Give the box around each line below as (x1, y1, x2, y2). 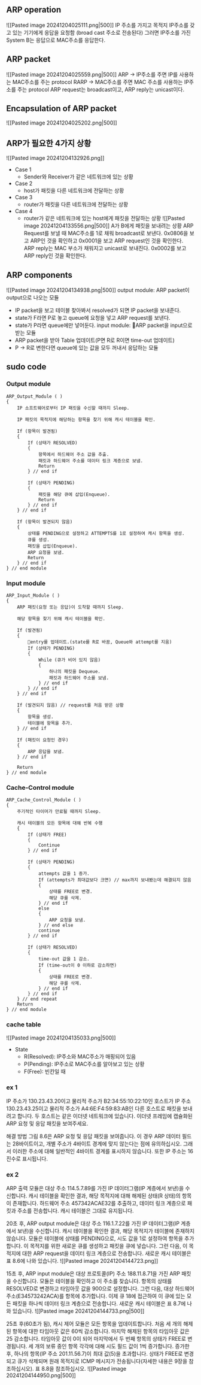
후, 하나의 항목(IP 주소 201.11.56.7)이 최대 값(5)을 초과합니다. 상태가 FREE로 (6, 1350, 183, 1357)
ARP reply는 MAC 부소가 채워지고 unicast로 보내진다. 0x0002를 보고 (23, 245, 187, 252)
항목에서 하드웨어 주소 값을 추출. (38, 451, 109, 457)
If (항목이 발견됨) (17, 428, 58, 434)
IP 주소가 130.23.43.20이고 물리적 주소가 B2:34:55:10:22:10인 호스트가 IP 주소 (6, 1097, 191, 1104)
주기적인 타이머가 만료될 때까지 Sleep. (17, 808, 102, 815)
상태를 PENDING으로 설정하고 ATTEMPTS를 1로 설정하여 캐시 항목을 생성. (28, 530, 185, 537)
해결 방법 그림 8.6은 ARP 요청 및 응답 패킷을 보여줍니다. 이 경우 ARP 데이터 (6, 1132, 181, 1139)
